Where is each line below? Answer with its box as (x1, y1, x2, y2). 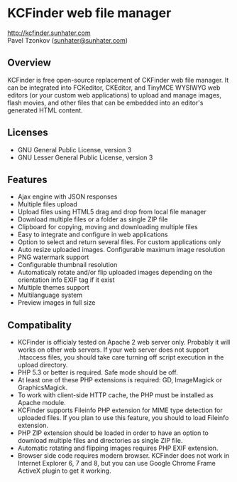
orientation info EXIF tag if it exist (17, 276, 115, 284)
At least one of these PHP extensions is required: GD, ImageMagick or (17, 376, 222, 384)
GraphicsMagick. (17, 383, 68, 392)
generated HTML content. (7, 105, 83, 115)
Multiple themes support (17, 283, 90, 292)
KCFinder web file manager (7, 5, 172, 21)
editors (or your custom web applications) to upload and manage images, (7, 90, 222, 99)
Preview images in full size (17, 298, 96, 307)
